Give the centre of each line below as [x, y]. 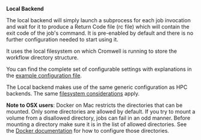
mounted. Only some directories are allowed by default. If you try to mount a [101, 111]
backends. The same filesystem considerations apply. [73, 93]
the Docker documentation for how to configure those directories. [88, 131]
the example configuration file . [44, 75]
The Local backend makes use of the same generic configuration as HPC [97, 87]
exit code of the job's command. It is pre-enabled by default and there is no [100, 33]
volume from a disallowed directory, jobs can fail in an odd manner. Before [98, 118]
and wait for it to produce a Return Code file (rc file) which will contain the [98, 27]
